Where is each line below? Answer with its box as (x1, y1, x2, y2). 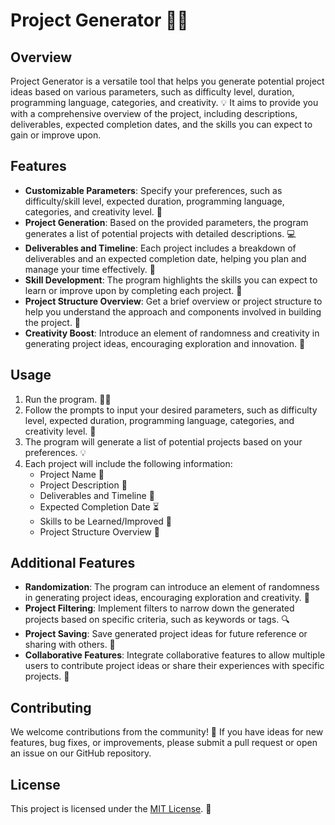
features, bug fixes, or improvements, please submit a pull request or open (10, 737, 318, 749)
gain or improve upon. (10, 129, 102, 141)
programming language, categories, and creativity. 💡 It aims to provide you (10, 97, 319, 108)
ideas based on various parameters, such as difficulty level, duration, (10, 86, 295, 98)
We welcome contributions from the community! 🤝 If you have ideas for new (10, 726, 324, 738)
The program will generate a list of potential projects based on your (24, 435, 303, 448)
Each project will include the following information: (24, 457, 233, 469)
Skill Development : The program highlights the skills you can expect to (24, 274, 318, 286)
